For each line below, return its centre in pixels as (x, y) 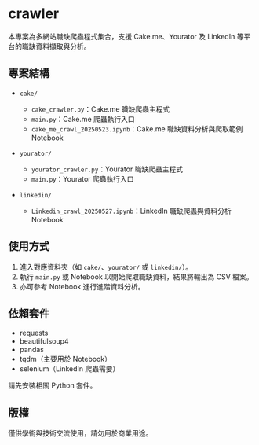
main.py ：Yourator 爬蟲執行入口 (82, 178)
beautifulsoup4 (44, 341)
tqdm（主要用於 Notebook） (66, 359)
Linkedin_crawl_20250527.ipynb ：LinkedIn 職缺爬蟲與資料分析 (131, 211)
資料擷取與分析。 (63, 46)
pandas (32, 350)
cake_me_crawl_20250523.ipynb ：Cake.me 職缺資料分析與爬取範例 (137, 129)
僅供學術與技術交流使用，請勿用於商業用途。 (80, 433)
